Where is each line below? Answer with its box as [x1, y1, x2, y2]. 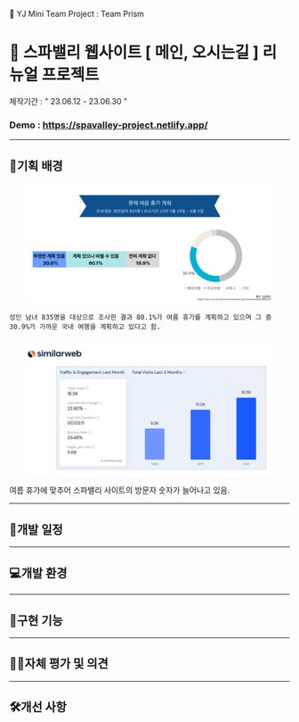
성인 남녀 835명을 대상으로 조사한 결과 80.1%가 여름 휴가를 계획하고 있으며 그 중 [9, 312, 272, 321]
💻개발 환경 [9, 565, 68, 580]
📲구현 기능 [9, 612, 64, 628]
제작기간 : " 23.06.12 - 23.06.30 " [9, 95, 128, 106]
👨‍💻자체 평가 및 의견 [9, 656, 109, 671]
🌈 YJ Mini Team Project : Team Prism [9, 9, 145, 19]
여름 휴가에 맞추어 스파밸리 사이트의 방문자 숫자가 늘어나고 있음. [9, 485, 230, 495]
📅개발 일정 [9, 522, 64, 537]
